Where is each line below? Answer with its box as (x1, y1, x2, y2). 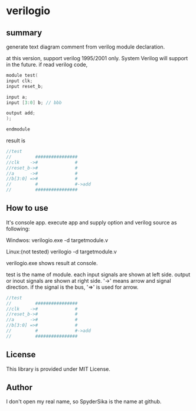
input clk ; (6, 78, 33, 84)
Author (6, 383, 32, 393)
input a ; (6, 94, 28, 100)
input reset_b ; (6, 83, 44, 89)
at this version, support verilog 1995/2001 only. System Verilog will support (6, 55, 188, 61)
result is (6, 137, 25, 144)
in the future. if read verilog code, (6, 61, 88, 68)
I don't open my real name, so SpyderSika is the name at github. (6, 398, 162, 405)
